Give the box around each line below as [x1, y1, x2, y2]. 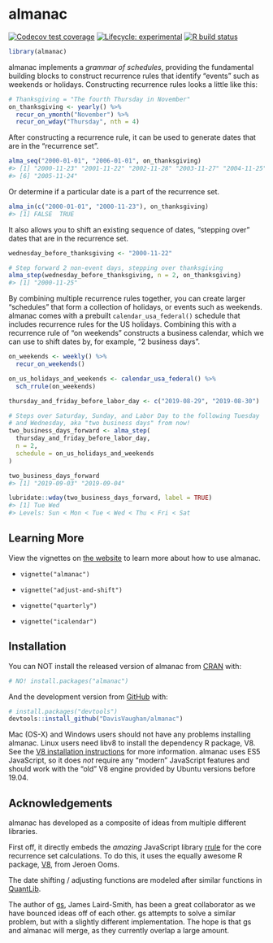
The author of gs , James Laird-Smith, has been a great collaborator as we [8, 900, 256, 910]
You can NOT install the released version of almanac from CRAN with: [8, 661, 242, 671]
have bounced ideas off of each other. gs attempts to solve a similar [8, 908, 236, 919]
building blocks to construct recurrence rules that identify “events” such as [8, 71, 260, 80]
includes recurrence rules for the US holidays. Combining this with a [8, 319, 237, 329]
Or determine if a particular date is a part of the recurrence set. [8, 186, 220, 196]
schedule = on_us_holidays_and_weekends [15, 449, 154, 458]
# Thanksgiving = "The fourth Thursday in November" [8, 95, 191, 103]
